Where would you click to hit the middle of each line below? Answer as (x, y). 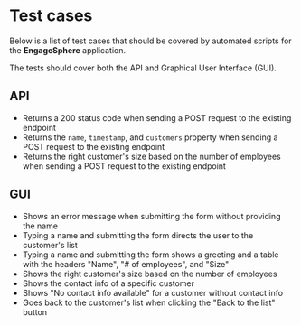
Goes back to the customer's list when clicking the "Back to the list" (149, 302)
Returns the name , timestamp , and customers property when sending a (150, 137)
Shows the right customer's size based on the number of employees (150, 274)
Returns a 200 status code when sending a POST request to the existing (157, 117)
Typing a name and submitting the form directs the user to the (138, 235)
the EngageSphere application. (68, 50)
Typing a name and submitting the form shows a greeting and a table (150, 255)
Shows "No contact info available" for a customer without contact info (152, 292)
